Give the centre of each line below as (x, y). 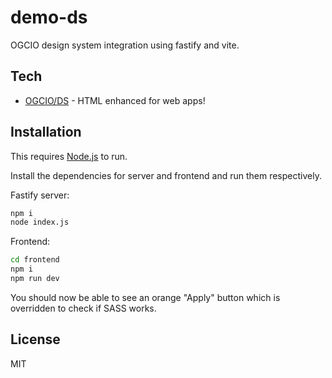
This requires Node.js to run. (69, 156)
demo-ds (49, 17)
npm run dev (35, 279)
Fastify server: (40, 195)
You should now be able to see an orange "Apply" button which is (145, 297)
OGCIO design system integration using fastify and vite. (125, 45)
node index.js (40, 222)
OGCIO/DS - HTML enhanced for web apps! (115, 100)
